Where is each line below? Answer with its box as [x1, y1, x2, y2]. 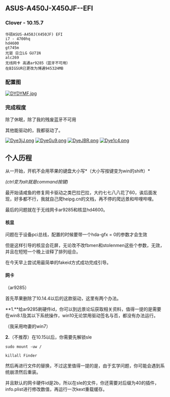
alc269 [5, 55, 19, 60]
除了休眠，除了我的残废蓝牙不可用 [5, 116, 76, 123]
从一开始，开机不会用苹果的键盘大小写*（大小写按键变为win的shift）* [5, 168, 150, 174]
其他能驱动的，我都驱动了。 [5, 127, 63, 134]
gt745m [5, 45, 19, 50]
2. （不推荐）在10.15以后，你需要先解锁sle [5, 334, 92, 340]
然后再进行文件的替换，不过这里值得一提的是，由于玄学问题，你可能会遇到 [5, 362, 160, 369]
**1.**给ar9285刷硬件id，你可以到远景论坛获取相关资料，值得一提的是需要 [5, 306, 162, 312]
